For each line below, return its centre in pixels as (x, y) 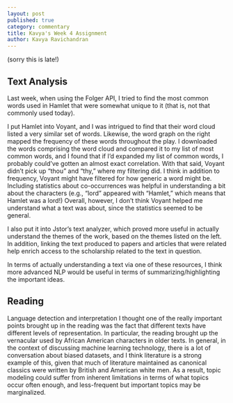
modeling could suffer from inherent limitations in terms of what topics (108, 377)
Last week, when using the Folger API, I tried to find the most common (108, 98)
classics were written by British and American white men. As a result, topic (114, 370)
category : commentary (39, 26)
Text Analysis (38, 81)
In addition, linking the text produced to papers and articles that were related (117, 243)
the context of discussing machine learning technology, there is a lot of (109, 348)
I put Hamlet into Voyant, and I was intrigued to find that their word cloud (111, 126)
